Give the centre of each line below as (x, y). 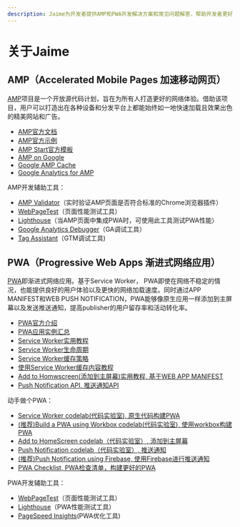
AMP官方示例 (37, 140)
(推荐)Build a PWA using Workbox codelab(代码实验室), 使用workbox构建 (125, 424)
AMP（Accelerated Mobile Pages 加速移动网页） (117, 80)
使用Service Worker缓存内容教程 (66, 367)
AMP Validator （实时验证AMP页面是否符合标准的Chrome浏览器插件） (120, 202)
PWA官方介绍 (37, 323)
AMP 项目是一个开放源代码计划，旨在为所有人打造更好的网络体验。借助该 (115, 98)
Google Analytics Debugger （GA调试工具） (82, 229)
